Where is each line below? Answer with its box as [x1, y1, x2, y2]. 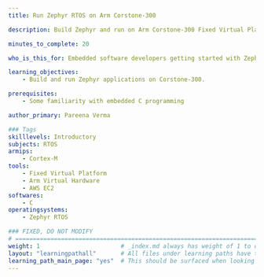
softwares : [8, 191, 44, 199]
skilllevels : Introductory [8, 133, 97, 141]
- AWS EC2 [22, 184, 55, 192]
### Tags [8, 125, 37, 134]
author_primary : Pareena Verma [8, 111, 111, 119]
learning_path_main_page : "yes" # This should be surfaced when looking [8, 257, 255, 264]
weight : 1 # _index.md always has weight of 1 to [8, 242, 251, 250]
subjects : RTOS [8, 140, 58, 148]
